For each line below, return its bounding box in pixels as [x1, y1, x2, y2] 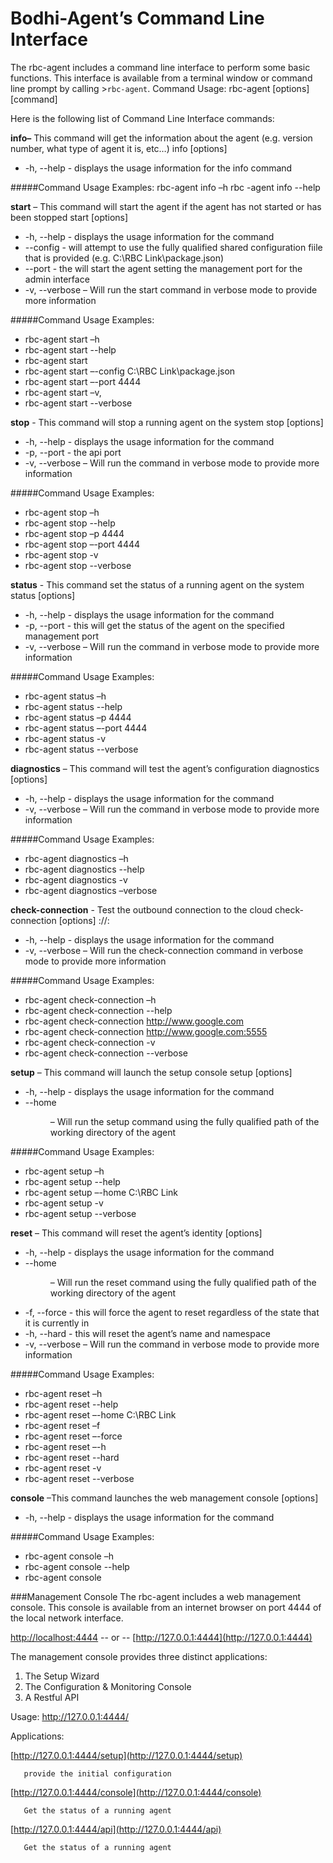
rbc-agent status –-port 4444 [24, 722, 148, 734]
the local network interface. [10, 1612, 124, 1624]
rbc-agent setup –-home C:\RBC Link [24, 1186, 178, 1198]
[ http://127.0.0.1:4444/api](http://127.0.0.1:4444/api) [10, 1823, 222, 1835]
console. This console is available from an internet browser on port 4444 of [10, 1601, 322, 1613]
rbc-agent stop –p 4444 [24, 527, 125, 539]
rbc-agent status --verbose [24, 743, 139, 755]
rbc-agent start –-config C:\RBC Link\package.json [24, 365, 236, 377]
